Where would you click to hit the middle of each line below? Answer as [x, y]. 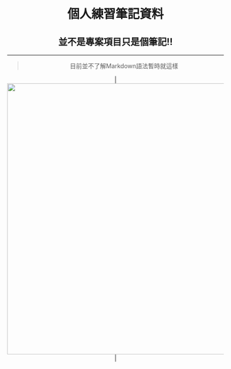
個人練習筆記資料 [115, 14]
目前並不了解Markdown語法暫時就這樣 [124, 66]
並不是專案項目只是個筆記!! [115, 42]
